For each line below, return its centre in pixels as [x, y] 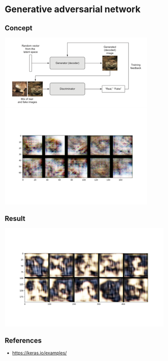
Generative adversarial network [73, 9]
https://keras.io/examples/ [39, 353]
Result [15, 218]
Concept [19, 28]
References [23, 341]
